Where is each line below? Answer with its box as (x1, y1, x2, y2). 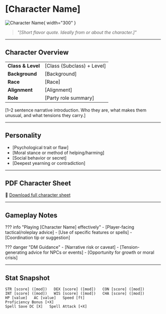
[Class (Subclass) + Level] (44, 62, 106, 69)
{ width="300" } (43, 20, 77, 26)
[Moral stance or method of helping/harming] (12, 150, 105, 156)
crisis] (5, 255, 18, 261)
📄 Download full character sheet (5, 192, 71, 198)
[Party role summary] (44, 94, 95, 101)
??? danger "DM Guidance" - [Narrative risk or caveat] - (5, 244, 119, 250)
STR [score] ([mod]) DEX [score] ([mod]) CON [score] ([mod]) (5, 287, 145, 292)
